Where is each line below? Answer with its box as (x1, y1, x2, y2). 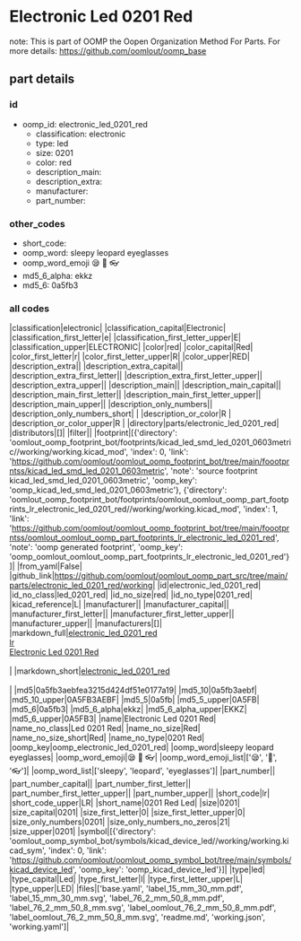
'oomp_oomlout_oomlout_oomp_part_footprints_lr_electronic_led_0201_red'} (9, 552, 289, 562)
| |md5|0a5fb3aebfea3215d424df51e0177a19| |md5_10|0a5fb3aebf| (9, 684, 258, 696)
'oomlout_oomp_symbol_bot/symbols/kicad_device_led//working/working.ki (9, 836, 289, 847)
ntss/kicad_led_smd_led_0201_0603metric (9, 466, 165, 476)
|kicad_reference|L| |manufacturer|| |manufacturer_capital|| (9, 599, 230, 610)
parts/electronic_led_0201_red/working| (9, 580, 156, 591)
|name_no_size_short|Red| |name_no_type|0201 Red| (9, 733, 205, 744)
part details (9, 72, 75, 87)
